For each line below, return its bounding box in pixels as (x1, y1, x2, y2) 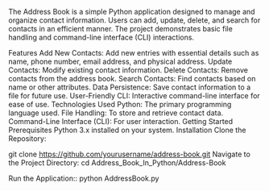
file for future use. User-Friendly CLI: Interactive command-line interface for (8, 91, 260, 100)
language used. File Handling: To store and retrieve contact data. (8, 108, 224, 118)
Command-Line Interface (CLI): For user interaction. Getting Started (8, 117, 234, 126)
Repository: (8, 134, 47, 143)
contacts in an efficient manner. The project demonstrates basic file (8, 24, 234, 33)
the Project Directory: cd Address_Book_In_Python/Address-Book (8, 158, 226, 168)
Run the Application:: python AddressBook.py (8, 173, 159, 183)
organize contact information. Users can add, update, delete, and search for (8, 15, 261, 25)
